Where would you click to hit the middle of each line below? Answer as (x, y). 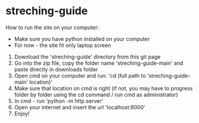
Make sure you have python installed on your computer (82, 39)
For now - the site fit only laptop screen (63, 45)
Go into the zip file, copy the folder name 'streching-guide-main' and (99, 63)
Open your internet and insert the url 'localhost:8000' (80, 107)
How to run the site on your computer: (52, 27)
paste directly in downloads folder (56, 69)
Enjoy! (22, 113)
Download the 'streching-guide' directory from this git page (87, 56)
